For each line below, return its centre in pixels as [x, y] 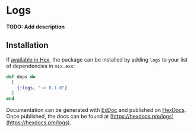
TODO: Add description [36, 27]
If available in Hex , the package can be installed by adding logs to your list [97, 59]
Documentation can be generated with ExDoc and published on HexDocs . [96, 110]
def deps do [21, 77]
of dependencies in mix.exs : [41, 66]
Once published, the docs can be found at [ [59, 117]
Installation [27, 45]
